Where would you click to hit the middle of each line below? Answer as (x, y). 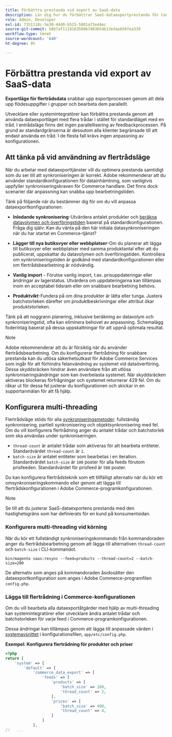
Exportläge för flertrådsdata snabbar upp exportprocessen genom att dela (85, 99)
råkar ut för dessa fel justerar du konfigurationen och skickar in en (75, 385)
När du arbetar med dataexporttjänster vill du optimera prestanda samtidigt (84, 169)
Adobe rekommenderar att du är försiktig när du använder (66, 347)
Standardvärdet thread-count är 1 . (49, 451)
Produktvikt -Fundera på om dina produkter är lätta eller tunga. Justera (88, 296)
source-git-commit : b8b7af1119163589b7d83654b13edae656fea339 (73, 29)
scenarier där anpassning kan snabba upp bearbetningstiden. (70, 191)
